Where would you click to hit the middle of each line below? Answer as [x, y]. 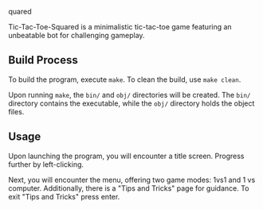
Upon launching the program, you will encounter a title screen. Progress [126, 156]
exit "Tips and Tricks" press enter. [64, 196]
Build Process [43, 60]
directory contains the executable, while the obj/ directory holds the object [131, 103]
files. [16, 111]
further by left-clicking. [46, 164]
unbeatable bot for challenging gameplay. [77, 35]
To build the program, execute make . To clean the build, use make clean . [125, 79]
